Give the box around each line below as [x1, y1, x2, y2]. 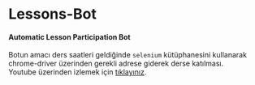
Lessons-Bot [8, 5, 97, 23]
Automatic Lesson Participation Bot [8, 32, 132, 41]
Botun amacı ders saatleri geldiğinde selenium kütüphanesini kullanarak [8, 50, 248, 60]
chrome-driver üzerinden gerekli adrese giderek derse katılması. [8, 58, 224, 69]
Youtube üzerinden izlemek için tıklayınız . [8, 67, 147, 77]
